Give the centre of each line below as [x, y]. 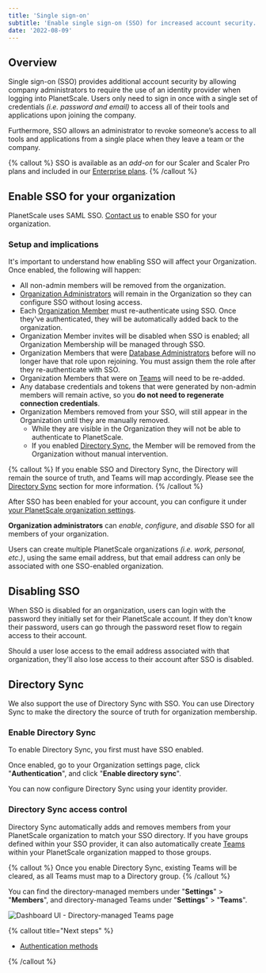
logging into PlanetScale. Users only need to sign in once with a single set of [133, 98]
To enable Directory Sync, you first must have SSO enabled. [106, 750]
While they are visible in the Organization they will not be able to [136, 429]
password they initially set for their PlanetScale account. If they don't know [130, 619]
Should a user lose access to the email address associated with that [119, 651]
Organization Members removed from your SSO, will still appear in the [133, 412]
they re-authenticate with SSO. [70, 370]
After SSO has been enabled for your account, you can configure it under [127, 502]
